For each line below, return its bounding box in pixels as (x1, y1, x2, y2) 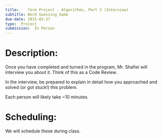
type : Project (5, 21, 37, 26)
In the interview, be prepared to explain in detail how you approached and (5, 79, 157, 85)
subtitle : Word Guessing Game (5, 12, 69, 17)
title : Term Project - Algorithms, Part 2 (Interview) (5, 7, 129, 12)
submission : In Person (5, 26, 55, 31)
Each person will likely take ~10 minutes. (5, 94, 89, 100)
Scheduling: (5, 111, 57, 123)
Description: (5, 47, 58, 59)
